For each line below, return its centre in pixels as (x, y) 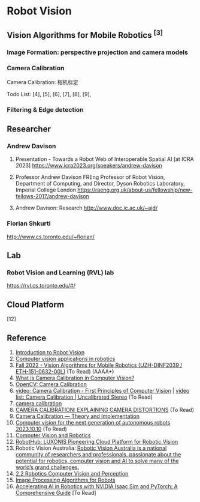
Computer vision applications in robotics (65, 359)
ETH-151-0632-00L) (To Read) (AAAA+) (65, 372)
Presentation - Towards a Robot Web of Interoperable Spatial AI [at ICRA (104, 159)
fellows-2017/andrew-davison (52, 196)
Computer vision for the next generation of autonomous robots (93, 423)
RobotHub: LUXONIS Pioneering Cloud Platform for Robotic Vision (97, 442)
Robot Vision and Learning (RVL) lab (60, 273)
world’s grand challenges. (47, 467)
